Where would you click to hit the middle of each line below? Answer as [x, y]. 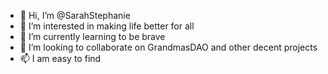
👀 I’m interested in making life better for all [107, 26]
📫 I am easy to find [60, 58]
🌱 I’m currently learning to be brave [92, 36]
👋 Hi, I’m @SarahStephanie [75, 15]
